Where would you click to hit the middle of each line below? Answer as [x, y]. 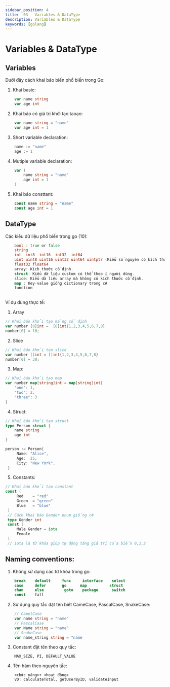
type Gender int [25, 520]
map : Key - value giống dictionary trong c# [61, 283]
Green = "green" [35, 501]
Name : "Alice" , [33, 454]
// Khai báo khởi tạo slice [36, 350]
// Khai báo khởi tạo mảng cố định [46, 322]
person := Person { [25, 449]
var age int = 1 [32, 127]
